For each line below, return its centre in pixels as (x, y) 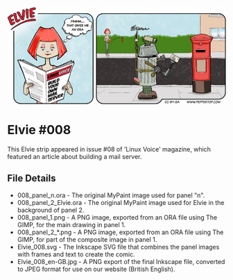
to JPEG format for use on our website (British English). (96, 269)
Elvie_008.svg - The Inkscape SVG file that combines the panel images (118, 247)
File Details (32, 178)
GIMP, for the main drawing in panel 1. (71, 224)
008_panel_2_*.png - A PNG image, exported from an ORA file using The (120, 232)
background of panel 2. (51, 210)
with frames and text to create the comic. (76, 254)
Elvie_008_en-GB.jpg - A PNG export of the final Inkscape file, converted (121, 261)
